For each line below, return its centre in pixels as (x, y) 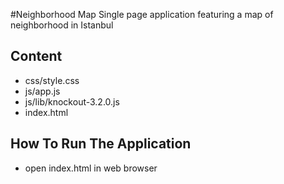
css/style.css (52, 80)
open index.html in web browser (91, 168)
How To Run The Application (101, 144)
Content (36, 56)
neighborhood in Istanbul (62, 25)
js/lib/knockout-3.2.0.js (72, 101)
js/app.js (42, 91)
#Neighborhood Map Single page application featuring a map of (142, 14)
